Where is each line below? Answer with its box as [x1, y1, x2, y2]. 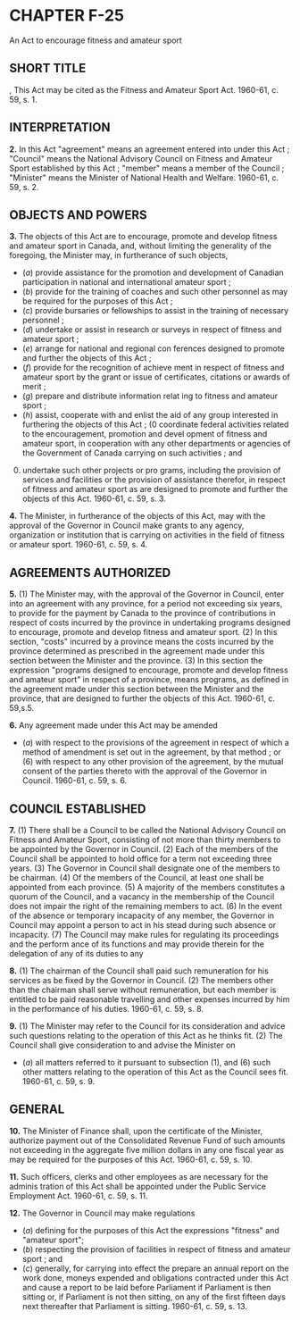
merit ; [21, 381, 46, 392]
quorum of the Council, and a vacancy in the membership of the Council [9, 891, 275, 902]
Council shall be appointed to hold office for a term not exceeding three [9, 854, 272, 864]
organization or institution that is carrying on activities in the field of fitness [9, 530, 285, 540]
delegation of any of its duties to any [9, 948, 145, 958]
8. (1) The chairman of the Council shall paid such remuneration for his [9, 965, 270, 976]
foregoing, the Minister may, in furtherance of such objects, [9, 250, 229, 261]
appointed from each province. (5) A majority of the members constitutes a [9, 881, 286, 892]
